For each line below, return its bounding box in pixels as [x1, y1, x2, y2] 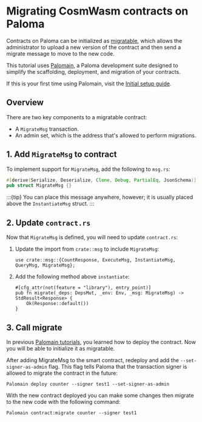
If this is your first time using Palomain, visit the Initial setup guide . [6, 80, 172, 87]
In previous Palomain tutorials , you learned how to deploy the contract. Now [6, 338, 196, 346]
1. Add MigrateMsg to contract [6, 150, 117, 160]
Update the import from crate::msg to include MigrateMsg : [15, 245, 160, 252]
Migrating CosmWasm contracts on [6, 4, 189, 18]
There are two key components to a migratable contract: [6, 113, 147, 120]
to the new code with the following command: [6, 398, 121, 405]
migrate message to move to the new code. [6, 50, 115, 57]
